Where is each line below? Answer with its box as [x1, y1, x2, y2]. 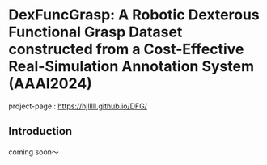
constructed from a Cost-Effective [8, 40, 244, 58]
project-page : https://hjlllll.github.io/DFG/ [8, 101, 148, 111]
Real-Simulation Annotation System [8, 57, 255, 76]
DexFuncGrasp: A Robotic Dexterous [8, 6, 261, 24]
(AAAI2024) [8, 74, 93, 93]
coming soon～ [8, 147, 59, 157]
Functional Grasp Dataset [8, 23, 183, 41]
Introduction [8, 125, 73, 138]
